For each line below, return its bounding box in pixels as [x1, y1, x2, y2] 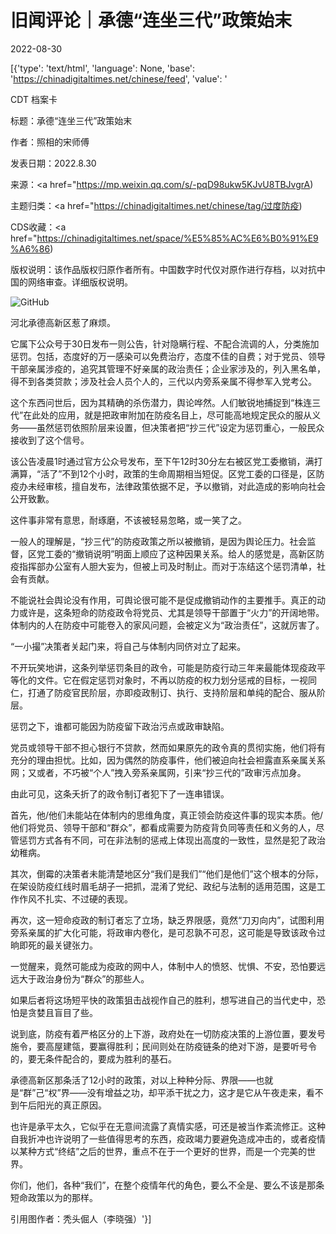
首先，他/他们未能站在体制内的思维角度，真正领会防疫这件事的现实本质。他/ [10, 809, 324, 821]
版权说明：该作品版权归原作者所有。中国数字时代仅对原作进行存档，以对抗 [10, 263, 317, 275]
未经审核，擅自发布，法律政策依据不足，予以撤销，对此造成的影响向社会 [27, 480, 326, 492]
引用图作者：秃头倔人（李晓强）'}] [10, 1212, 152, 1225]
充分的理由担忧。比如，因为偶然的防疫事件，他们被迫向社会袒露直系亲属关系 [10, 754, 326, 766]
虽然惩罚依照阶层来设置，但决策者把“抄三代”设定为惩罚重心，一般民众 [36, 421, 325, 433]
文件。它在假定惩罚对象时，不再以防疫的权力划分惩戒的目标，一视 [36, 674, 308, 686]
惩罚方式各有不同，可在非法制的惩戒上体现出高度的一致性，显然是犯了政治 [18, 834, 326, 846]
